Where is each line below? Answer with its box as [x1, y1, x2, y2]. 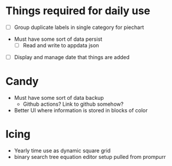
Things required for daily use [5, 4, 151, 18]
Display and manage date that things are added [14, 54, 130, 61]
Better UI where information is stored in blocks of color [14, 107, 148, 114]
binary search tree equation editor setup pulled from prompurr [14, 154, 166, 160]
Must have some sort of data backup [14, 95, 104, 102]
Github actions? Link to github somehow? [22, 100, 124, 108]
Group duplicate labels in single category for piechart [14, 24, 144, 31]
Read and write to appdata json [22, 42, 99, 48]
